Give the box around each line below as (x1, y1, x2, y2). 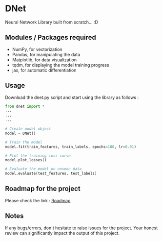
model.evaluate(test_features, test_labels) (5, 171, 97, 176)
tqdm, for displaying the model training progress (12, 62, 109, 68)
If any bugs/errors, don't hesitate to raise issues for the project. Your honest (5, 225, 158, 231)
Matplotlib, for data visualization (12, 57, 77, 63)
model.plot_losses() (5, 158, 47, 163)
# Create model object (5, 126, 51, 131)
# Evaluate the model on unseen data (5, 167, 82, 171)
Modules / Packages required (5, 33, 96, 42)
